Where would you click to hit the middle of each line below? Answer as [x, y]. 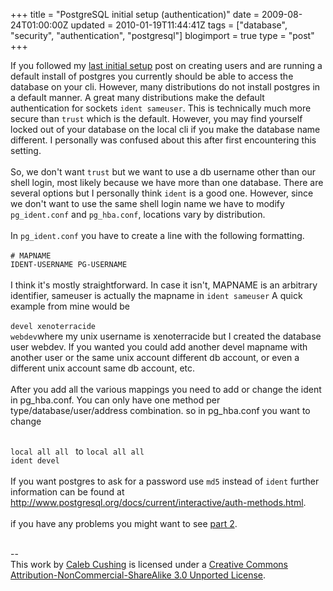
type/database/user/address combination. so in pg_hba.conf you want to [160, 410]
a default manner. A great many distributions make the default [137, 97]
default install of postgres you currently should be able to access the [152, 76]
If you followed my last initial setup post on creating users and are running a [166, 65]
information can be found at [67, 492]
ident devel [35, 461]
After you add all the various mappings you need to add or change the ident [166, 389]
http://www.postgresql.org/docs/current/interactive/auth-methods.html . [158, 502]
